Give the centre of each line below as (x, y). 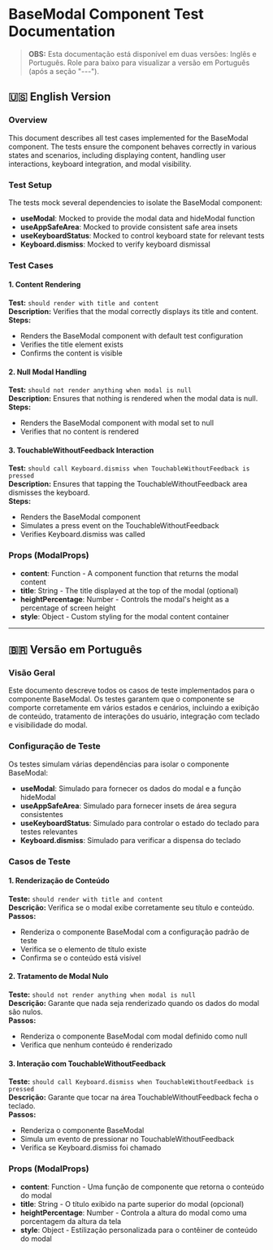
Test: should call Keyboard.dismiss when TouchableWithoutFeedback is (129, 468)
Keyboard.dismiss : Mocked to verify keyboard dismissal (115, 244)
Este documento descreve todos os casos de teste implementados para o (132, 691)
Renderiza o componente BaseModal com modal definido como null (134, 1036)
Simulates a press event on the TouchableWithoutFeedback (119, 526)
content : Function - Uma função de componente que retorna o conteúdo (142, 1187)
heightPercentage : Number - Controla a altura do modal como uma (134, 1213)
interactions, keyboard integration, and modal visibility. (100, 164)
